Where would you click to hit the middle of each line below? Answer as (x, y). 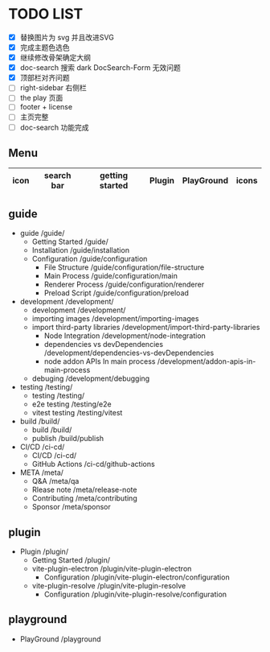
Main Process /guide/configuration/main (111, 276)
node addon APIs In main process (100, 361)
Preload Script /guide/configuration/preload (116, 293)
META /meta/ (42, 472)
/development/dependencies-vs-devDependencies (129, 353)
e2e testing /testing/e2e (72, 404)
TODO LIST (46, 14)
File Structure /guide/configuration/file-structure (124, 267)
